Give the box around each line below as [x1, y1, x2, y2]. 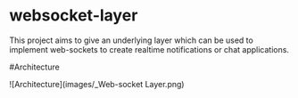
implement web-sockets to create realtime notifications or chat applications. [9, 44, 290, 54]
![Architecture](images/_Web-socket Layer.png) [9, 78, 185, 89]
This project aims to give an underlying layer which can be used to [9, 35, 254, 45]
